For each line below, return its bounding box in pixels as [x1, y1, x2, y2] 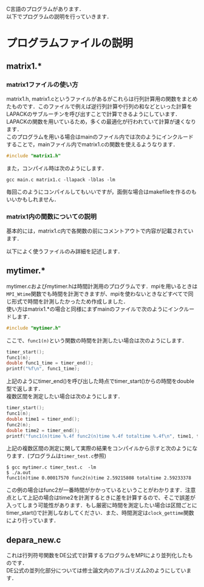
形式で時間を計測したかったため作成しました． [11, 297, 129, 305]
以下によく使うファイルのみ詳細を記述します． [6, 248, 123, 255]
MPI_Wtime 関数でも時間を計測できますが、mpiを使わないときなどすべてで [6, 290, 188, 297]
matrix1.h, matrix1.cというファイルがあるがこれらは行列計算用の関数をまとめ [6, 95, 198, 102]
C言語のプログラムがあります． [6, 5, 85, 12]
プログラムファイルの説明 [6, 36, 134, 50]
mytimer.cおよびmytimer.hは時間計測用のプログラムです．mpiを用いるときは [6, 282, 198, 290]
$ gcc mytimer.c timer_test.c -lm [6, 464, 97, 470]
